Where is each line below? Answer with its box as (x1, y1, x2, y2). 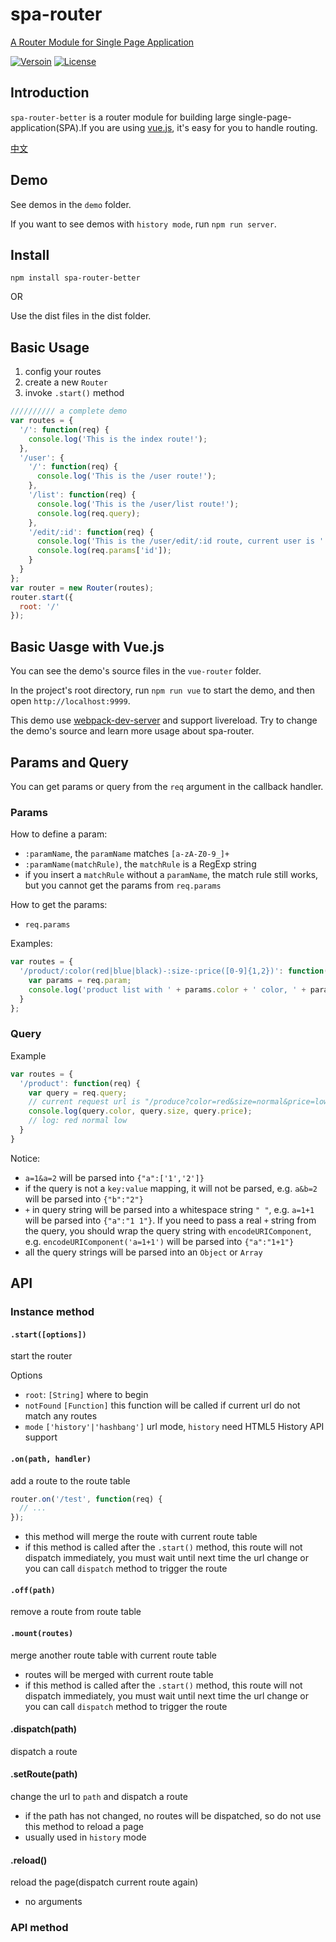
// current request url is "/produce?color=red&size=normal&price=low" (28, 1097, 333, 1107)
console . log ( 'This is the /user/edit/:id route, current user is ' (36, 536, 325, 547)
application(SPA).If (10, 121, 88, 133)
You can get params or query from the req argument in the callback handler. (10, 780, 324, 792)
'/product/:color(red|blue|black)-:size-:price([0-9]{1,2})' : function (19, 966, 325, 977)
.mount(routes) (10, 1628, 74, 1638)
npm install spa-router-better (10, 273, 141, 283)
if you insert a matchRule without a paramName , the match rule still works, (24, 869, 319, 881)
